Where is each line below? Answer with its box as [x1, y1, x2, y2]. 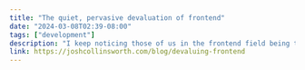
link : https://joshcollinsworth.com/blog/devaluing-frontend [9, 47, 246, 56]
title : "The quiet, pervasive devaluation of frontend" [9, 13, 225, 23]
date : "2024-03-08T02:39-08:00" [9, 22, 132, 31]
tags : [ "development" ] [9, 30, 95, 39]
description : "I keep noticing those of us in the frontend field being [9, 38, 290, 48]
